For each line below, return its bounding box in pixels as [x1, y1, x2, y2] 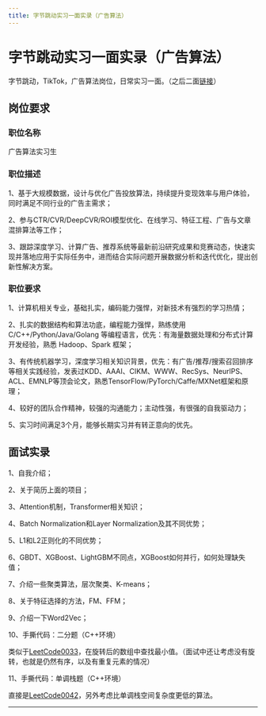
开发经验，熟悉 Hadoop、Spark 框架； [8, 339, 134, 349]
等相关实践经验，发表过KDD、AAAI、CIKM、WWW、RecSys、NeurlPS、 [8, 366, 247, 375]
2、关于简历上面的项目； [8, 485, 89, 495]
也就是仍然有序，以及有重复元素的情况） [21, 656, 154, 666]
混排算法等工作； [8, 225, 64, 234]
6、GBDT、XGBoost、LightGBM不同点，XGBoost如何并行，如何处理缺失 [8, 552, 245, 562]
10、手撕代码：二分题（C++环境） [8, 629, 120, 639]
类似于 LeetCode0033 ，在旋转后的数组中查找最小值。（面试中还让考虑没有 [8, 646, 249, 656]
